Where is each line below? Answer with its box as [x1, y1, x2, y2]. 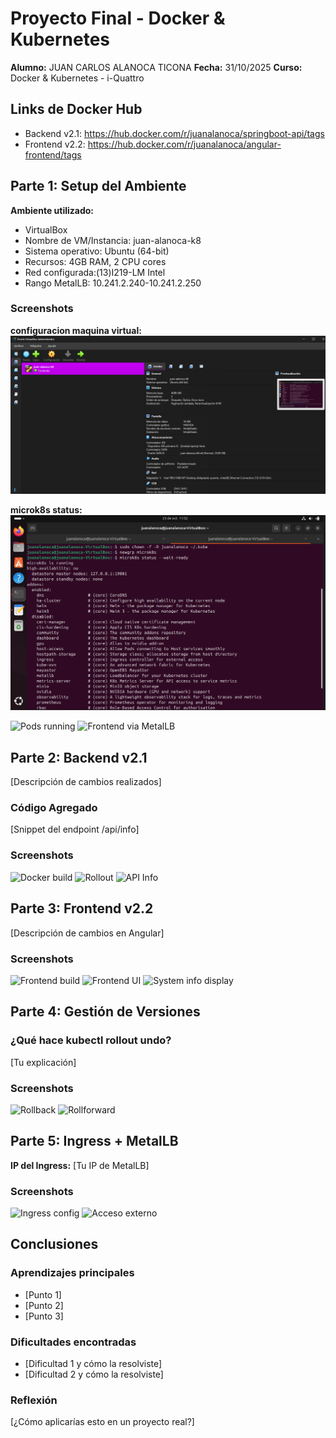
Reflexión [10, 1393, 58, 1407]
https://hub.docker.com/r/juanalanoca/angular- [87, 138, 282, 150]
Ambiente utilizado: [10, 204, 95, 216]
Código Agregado [10, 801, 98, 815]
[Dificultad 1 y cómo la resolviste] [24, 1357, 163, 1369]
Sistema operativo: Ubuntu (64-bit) [24, 245, 170, 257]
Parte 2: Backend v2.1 [10, 749, 148, 766]
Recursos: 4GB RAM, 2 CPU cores [24, 255, 167, 267]
